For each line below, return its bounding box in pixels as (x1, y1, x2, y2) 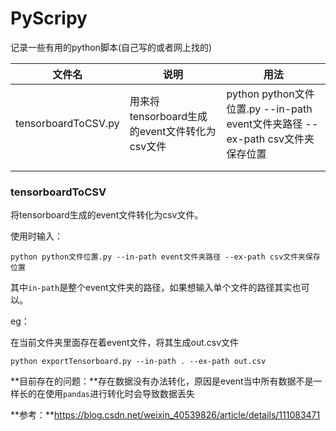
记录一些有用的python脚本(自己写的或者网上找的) (10, 41, 213, 53)
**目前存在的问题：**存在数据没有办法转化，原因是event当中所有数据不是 (10, 375, 314, 387)
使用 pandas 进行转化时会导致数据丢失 (44, 388, 195, 400)
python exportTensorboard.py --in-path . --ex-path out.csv (10, 357, 267, 367)
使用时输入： (10, 230, 63, 242)
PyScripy (10, 7, 88, 30)
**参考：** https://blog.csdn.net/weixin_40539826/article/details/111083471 (10, 409, 321, 421)
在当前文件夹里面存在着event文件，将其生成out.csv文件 (10, 337, 240, 349)
